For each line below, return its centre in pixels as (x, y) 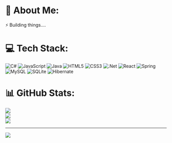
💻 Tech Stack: (37, 49)
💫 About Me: (32, 10)
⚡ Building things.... (26, 25)
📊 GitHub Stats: (40, 93)
